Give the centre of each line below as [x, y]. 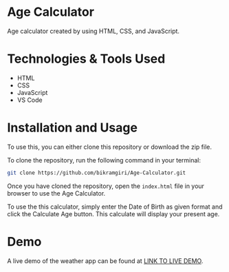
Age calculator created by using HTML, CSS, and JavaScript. [94, 31]
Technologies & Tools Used [86, 59]
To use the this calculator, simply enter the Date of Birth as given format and [115, 207]
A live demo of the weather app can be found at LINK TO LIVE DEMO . [105, 261]
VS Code [30, 100]
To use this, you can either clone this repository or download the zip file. [109, 147]
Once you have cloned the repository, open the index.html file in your [106, 186]
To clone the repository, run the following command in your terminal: [104, 160]
